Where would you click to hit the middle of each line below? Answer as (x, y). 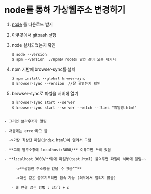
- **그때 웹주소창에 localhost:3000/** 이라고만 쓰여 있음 (58, 150)
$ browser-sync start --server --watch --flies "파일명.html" (74, 108)
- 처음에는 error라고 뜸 (26, 131)
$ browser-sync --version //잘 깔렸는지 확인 (56, 83)
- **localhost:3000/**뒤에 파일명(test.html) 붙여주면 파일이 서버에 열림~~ (75, 159)
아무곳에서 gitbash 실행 (34, 35)
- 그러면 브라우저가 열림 (26, 121)
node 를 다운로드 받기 (32, 24)
